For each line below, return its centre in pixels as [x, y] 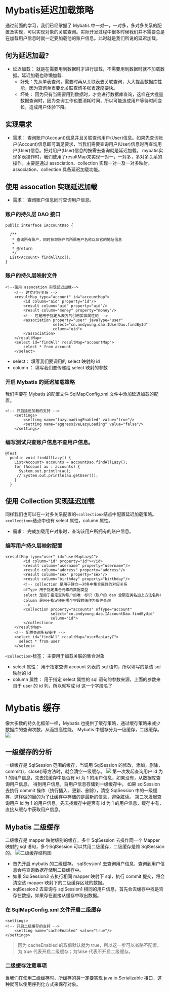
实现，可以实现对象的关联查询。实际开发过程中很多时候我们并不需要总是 [89, 31]
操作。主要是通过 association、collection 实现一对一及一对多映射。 [82, 163]
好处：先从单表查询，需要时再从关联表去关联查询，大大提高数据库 [89, 81]
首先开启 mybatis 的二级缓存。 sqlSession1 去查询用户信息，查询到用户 [86, 864]
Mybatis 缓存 [33, 708]
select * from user [39, 641]
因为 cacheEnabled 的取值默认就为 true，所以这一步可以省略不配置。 [90, 945]
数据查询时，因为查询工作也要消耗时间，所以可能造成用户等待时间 [89, 100]
